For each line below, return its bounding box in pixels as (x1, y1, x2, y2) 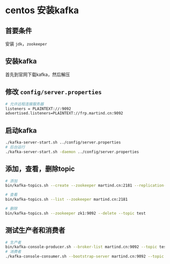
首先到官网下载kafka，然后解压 (5, 71, 70, 78)
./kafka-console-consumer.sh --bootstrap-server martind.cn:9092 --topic (5, 254, 164, 259)
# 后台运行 (5, 144, 25, 149)
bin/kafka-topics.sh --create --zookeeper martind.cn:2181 (5, 183, 133, 188)
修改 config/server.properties (5, 88, 102, 96)
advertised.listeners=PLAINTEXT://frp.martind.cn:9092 (5, 111, 123, 116)
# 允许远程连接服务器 (5, 101, 44, 106)
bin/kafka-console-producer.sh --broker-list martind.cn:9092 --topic (5, 244, 157, 250)
